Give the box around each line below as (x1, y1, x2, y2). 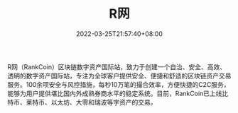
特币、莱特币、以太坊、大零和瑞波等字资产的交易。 (7, 97, 157, 106)
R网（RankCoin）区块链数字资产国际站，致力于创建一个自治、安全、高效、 (7, 62, 227, 71)
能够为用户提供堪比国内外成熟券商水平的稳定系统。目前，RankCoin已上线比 (7, 89, 229, 97)
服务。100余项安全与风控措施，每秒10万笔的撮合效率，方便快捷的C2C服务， (7, 80, 230, 88)
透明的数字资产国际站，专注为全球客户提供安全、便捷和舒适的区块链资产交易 (7, 71, 232, 80)
